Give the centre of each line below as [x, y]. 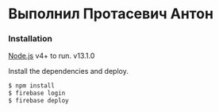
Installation [31, 39]
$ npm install [32, 86]
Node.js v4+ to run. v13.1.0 [52, 56]
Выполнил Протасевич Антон [111, 14]
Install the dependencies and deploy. [68, 71]
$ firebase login [37, 93]
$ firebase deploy [38, 101]
